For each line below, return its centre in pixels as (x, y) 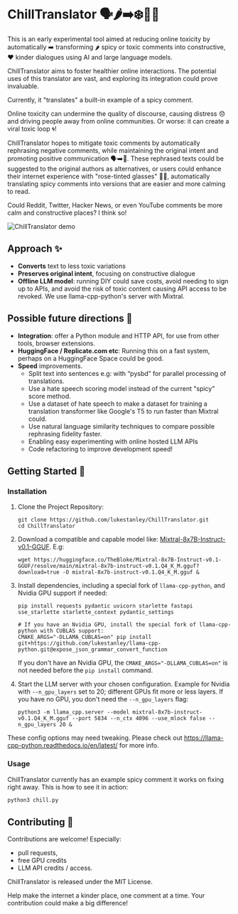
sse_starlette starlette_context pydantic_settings (96, 613)
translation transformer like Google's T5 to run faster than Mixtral (123, 411)
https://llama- (204, 738)
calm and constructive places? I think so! (67, 213)
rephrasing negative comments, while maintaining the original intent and (113, 150)
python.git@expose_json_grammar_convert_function (93, 650)
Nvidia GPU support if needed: (63, 593)
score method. (49, 396)
